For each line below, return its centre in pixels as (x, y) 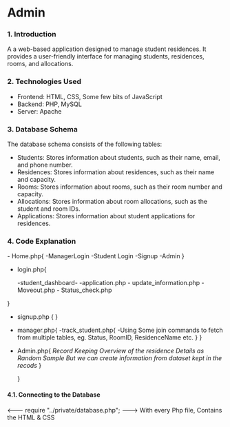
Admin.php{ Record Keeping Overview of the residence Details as (111, 351)
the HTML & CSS (31, 417)
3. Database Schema (42, 129)
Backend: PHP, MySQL (50, 104)
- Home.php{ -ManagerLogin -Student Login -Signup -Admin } (96, 256)
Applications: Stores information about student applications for (106, 216)
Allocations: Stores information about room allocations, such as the (112, 202)
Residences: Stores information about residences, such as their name (116, 172)
